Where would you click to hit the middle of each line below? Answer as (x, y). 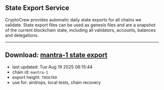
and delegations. (22, 35)
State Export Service (37, 8)
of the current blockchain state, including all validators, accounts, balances (81, 30)
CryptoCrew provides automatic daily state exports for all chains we (73, 19)
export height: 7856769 (34, 77)
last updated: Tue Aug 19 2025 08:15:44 (52, 67)
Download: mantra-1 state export (56, 55)
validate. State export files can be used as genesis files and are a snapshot (80, 25)
